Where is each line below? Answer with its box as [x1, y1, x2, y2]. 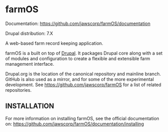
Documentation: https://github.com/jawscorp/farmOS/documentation [5, 20, 151, 27]
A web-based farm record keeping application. [5, 40, 103, 46]
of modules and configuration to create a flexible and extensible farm [5, 55, 150, 62]
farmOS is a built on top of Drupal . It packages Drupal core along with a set [5, 50, 163, 56]
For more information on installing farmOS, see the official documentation [5, 115, 159, 121]
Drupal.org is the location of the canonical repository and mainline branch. [5, 70, 161, 77]
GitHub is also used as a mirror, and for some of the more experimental [5, 76, 154, 82]
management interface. [5, 61, 54, 67]
